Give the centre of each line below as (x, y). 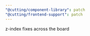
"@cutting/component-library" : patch (45, 10)
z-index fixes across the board (37, 28)
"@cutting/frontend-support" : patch (44, 14)
